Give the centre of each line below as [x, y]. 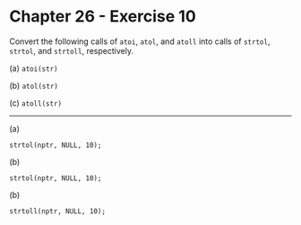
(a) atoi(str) [34, 68]
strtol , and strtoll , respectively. [72, 50]
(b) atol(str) [34, 85]
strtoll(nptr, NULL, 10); [57, 211]
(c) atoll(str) [36, 103]
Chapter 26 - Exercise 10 [103, 17]
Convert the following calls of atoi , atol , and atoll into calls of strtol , [140, 41]
